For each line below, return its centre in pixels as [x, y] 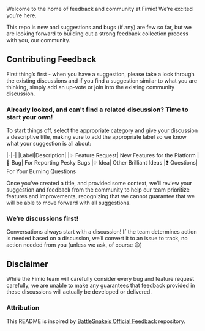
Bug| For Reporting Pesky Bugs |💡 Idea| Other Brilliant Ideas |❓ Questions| [104, 163]
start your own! [30, 117]
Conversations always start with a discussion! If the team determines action [102, 232]
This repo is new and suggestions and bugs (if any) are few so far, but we [99, 27]
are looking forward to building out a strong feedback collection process [97, 34]
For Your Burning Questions [41, 171]
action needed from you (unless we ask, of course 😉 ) [74, 245]
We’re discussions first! [43, 218]
